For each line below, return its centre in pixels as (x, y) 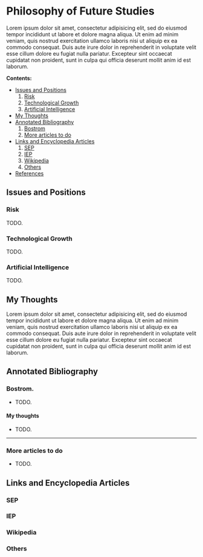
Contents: (19, 78)
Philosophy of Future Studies (81, 11)
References (29, 173)
